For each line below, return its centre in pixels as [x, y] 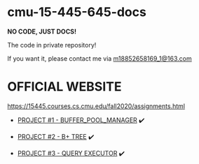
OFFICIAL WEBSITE [64, 87]
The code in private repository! [52, 45]
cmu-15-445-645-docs [77, 12]
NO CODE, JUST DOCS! [42, 31]
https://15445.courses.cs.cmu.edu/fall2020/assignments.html [96, 106]
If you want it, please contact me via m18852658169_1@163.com [99, 58]
